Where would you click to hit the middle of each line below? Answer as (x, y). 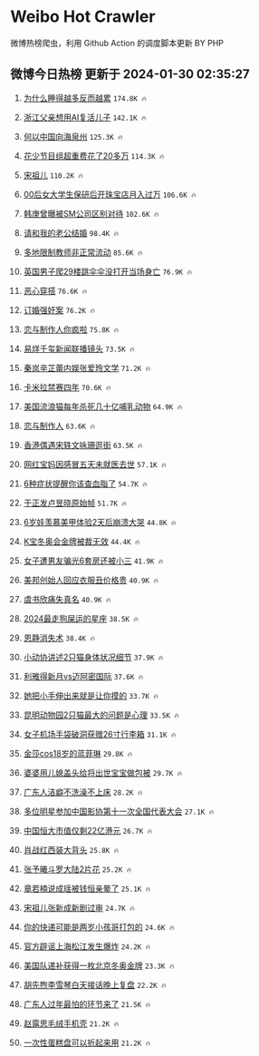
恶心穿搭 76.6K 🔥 (55, 290)
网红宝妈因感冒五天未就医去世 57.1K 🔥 (95, 464)
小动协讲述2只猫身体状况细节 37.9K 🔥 (93, 657)
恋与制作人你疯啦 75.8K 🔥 (71, 329)
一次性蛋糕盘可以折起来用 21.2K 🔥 (87, 1042)
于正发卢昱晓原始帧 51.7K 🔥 (75, 503)
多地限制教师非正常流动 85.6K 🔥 (83, 252)
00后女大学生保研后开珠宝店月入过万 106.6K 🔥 (110, 194)
